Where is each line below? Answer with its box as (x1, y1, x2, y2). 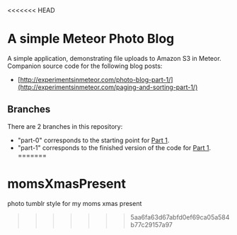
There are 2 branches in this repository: (7, 122, 123, 130)
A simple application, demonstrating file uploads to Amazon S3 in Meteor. (7, 54, 221, 62)
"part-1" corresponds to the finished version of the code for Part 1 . (17, 143, 212, 151)
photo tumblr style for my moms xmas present (7, 199, 142, 207)
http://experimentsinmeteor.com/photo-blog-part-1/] (20, 75, 173, 84)
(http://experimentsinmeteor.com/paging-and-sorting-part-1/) (17, 83, 198, 91)
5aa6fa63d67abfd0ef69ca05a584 (130, 212, 230, 222)
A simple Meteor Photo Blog (7, 31, 175, 47)
